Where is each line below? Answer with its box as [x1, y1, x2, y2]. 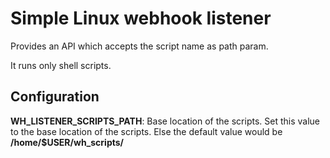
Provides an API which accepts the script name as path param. [10, 40, 269, 52]
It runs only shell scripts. [10, 59, 112, 71]
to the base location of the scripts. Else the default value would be [10, 125, 283, 137]
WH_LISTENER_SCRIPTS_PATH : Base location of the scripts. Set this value [10, 115, 320, 127]
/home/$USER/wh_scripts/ [10, 136, 125, 148]
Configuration [10, 88, 100, 106]
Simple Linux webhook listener [10, 7, 272, 30]
